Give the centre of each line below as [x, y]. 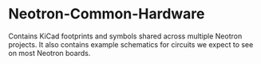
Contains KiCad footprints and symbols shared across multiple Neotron [125, 36]
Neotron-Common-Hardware [107, 14]
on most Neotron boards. [49, 53]
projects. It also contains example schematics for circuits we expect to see [131, 44]
